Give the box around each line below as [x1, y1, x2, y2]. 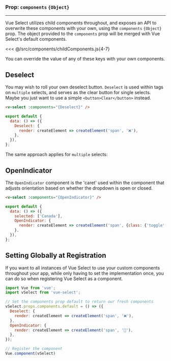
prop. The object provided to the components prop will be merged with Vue [5, 31, 160, 37]
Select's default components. [5, 36, 67, 42]
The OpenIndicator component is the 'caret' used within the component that [5, 179, 164, 186]
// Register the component [5, 346, 63, 351]
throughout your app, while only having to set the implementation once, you [5, 270, 164, 276]
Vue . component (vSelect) [5, 351, 56, 356]
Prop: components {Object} [5, 4, 70, 11]
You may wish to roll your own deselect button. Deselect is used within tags [5, 84, 164, 90]
